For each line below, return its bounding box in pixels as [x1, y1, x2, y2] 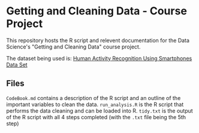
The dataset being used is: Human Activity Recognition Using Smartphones [6, 55, 192, 62]
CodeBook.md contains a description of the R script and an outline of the [6, 94, 181, 101]
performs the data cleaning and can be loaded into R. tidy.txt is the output [6, 107, 193, 114]
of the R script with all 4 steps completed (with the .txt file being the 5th [6, 113, 186, 120]
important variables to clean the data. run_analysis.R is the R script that [6, 101, 184, 108]
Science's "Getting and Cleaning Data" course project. [6, 43, 141, 50]
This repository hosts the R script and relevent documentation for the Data [6, 37, 190, 44]
